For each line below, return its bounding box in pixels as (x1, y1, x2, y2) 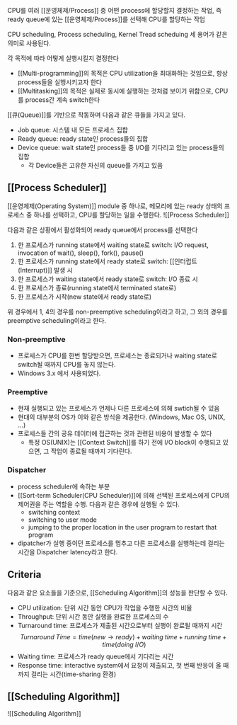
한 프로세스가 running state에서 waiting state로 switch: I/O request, (17, 240, 209, 249)
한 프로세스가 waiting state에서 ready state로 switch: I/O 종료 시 (17, 275, 198, 283)
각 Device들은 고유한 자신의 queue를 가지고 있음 (28, 161, 163, 169)
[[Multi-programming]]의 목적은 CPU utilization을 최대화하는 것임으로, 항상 (17, 69, 229, 77)
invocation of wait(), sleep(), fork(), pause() (17, 249, 144, 257)
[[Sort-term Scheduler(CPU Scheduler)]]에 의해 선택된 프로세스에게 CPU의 (17, 491, 230, 499)
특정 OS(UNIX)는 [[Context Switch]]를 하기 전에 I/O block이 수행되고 (28, 438, 221, 447)
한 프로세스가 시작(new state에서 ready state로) (17, 292, 152, 301)
